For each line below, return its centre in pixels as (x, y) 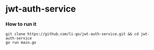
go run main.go (21, 43)
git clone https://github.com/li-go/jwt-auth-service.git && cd (72, 34)
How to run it (21, 24)
